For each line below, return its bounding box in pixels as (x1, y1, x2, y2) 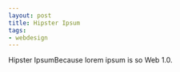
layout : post (8, 11, 52, 20)
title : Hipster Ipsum (8, 19, 81, 27)
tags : (8, 26, 26, 34)
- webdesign (8, 33, 48, 42)
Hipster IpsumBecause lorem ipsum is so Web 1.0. (8, 55, 174, 65)
